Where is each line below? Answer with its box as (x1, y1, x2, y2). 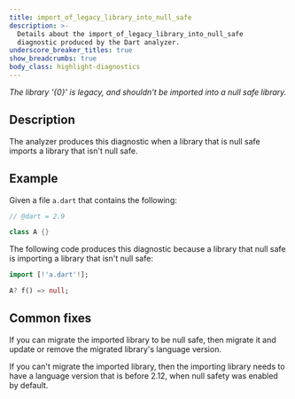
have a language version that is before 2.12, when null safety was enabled (9, 370, 279, 381)
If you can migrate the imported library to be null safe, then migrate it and (9, 334, 276, 345)
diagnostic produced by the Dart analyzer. (17, 37, 180, 47)
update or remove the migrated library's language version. (9, 343, 221, 355)
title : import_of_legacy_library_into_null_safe (9, 12, 192, 22)
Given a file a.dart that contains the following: (9, 194, 177, 205)
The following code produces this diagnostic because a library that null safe (9, 244, 286, 254)
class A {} (9, 228, 50, 237)
